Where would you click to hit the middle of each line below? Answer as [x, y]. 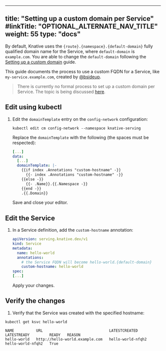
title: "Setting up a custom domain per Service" [80, 19]
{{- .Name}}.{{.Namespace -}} [57, 184]
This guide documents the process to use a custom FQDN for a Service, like [82, 71]
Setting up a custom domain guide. [41, 62]
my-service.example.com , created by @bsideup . [53, 77]
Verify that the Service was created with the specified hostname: [78, 313]
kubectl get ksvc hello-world [36, 322]
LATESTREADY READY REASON [43, 335]
